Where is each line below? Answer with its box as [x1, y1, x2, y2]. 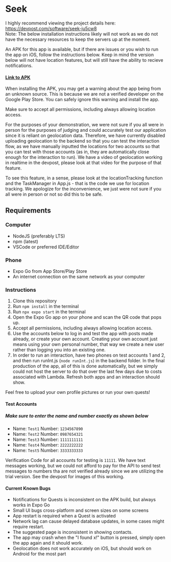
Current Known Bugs [5, 485, 51, 491]
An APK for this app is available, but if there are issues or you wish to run [5, 46, 159, 52]
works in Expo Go [12, 502, 50, 508]
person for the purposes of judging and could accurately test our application [5, 127, 166, 133]
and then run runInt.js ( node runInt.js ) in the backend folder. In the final [12, 358, 165, 364]
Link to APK [5, 74, 31, 80]
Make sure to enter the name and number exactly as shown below [5, 412, 149, 419]
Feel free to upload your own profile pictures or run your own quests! [5, 389, 151, 395]
